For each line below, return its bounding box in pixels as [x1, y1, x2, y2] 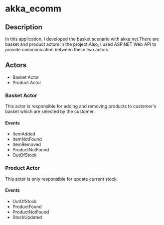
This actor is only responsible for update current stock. [5, 176, 118, 182]
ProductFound [12, 204, 42, 210]
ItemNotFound [12, 136, 42, 142]
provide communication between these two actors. [5, 47, 110, 52]
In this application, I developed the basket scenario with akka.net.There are [5, 36, 160, 42]
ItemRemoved [12, 141, 41, 147]
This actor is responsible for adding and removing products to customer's [5, 103, 157, 110]
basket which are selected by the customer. [5, 109, 95, 114]
